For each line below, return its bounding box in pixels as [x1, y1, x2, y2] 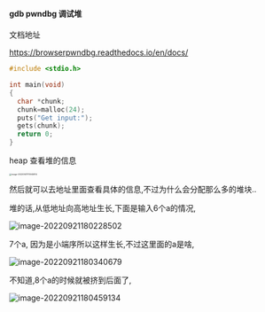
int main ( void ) [9, 81, 66, 90]
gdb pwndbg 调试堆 [9, 8, 82, 19]
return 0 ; [17, 129, 53, 139]
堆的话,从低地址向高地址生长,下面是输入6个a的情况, [9, 203, 197, 214]
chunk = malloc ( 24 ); [17, 105, 86, 114]
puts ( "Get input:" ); [17, 113, 93, 122]
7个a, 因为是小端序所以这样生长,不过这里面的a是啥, [9, 239, 195, 250]
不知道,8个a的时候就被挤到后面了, [9, 275, 132, 285]
